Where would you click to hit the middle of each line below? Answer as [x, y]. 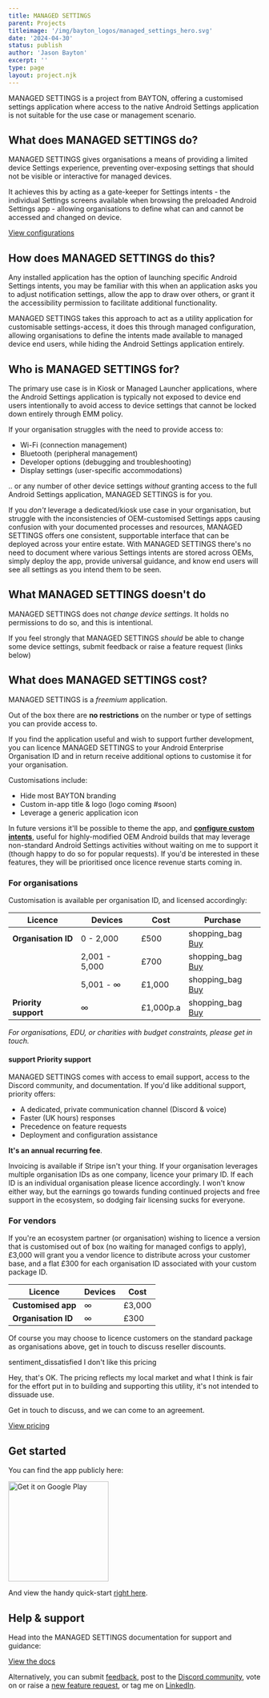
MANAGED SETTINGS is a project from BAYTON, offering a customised [126, 98]
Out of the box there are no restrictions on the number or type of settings [130, 715]
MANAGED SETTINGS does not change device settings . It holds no [119, 614]
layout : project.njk [43, 75]
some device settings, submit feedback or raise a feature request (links [126, 646]
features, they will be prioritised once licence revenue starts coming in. [125, 862]
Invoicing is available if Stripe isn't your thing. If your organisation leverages [133, 1166]
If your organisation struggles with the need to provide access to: [116, 430]
